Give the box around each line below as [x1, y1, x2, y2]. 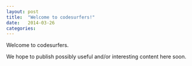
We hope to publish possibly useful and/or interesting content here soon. [6, 53, 187, 60]
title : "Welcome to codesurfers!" [6, 14, 95, 20]
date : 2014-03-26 [6, 20, 55, 26]
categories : [6, 25, 36, 32]
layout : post [6, 8, 39, 15]
